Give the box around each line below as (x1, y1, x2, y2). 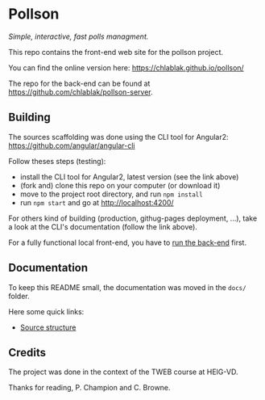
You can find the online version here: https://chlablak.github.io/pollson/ (8, 62, 244, 73)
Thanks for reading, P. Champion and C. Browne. (8, 383, 171, 393)
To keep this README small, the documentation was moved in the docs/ (8, 282, 247, 292)
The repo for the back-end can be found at (8, 78, 151, 88)
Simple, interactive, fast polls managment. (8, 32, 149, 41)
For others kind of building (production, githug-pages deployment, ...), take (8, 213, 258, 223)
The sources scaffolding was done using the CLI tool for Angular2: (8, 132, 229, 141)
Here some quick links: (8, 306, 85, 316)
